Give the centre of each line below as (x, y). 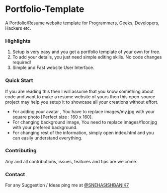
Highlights (18, 41)
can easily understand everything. (47, 138)
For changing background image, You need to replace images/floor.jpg (85, 122)
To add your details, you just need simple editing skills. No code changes (87, 57)
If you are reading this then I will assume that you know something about (80, 91)
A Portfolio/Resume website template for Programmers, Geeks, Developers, (83, 23)
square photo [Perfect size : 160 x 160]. (52, 117)
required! (22, 63)
